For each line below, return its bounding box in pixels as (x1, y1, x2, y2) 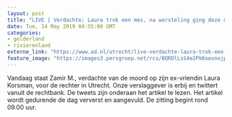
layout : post (7, 10, 45, 17)
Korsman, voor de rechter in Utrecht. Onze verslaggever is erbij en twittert (7, 81, 218, 89)
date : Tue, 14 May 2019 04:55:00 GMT (7, 23, 116, 30)
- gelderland (7, 36, 45, 43)
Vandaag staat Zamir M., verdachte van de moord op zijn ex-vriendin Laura (7, 74, 221, 82)
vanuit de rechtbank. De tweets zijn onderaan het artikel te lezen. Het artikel (7, 88, 223, 96)
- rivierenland (7, 42, 51, 49)
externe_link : (7, 49, 48, 56)
